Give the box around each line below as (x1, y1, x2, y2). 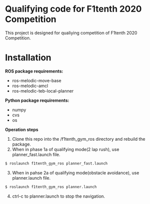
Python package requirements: (5, 97, 70, 103)
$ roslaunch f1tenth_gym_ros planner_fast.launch (5, 161, 108, 166)
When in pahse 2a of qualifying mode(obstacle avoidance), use (12, 169, 140, 176)
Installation (5, 52, 52, 63)
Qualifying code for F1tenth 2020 (5, 3, 142, 15)
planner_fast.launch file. (12, 151, 60, 157)
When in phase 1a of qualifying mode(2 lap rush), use (12, 146, 119, 152)
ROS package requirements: (5, 68, 63, 74)
